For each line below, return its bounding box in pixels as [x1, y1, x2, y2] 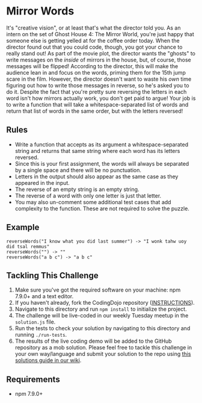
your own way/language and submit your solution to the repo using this [14, 351, 191, 358]
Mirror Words [6, 4, 75, 18]
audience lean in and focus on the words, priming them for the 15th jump [6, 69, 186, 76]
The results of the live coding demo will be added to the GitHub [14, 337, 173, 345]
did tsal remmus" [6, 243, 50, 249]
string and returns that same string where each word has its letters [14, 147, 180, 154]
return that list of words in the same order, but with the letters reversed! [6, 107, 183, 114]
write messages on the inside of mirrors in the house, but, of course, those [6, 56, 191, 63]
